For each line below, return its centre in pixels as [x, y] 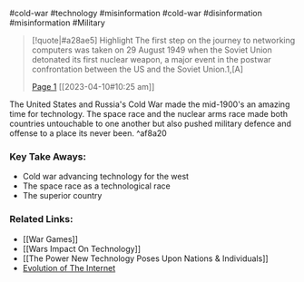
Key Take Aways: [48, 156]
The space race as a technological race [96, 186]
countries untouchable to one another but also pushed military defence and [151, 123]
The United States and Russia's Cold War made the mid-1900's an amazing [150, 104]
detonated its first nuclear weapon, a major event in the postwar [152, 59]
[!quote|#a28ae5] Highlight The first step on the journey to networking [163, 40]
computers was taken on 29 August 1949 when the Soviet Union [152, 50]
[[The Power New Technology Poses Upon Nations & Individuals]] [146, 258]
